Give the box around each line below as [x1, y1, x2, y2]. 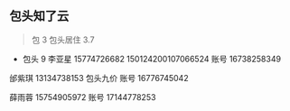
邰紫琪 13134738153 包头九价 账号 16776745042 [9, 72, 189, 83]
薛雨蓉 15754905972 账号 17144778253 [9, 91, 156, 102]
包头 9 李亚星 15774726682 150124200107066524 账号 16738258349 [22, 53, 282, 64]
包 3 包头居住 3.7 [31, 34, 95, 45]
